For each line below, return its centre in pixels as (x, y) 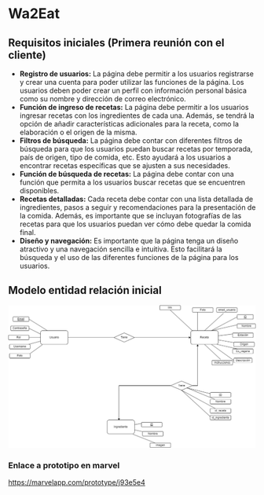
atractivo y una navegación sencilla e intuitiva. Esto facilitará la (121, 249)
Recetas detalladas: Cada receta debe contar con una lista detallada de (136, 199)
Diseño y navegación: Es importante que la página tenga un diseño (129, 241)
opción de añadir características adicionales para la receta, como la (129, 124)
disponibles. (39, 191)
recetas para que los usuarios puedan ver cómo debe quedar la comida (135, 224)
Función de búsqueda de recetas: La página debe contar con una (126, 174)
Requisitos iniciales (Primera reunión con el (116, 43)
